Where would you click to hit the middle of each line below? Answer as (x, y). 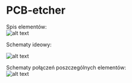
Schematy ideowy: (29, 44)
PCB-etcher (36, 10)
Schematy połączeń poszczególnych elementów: (66, 67)
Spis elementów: (26, 27)
